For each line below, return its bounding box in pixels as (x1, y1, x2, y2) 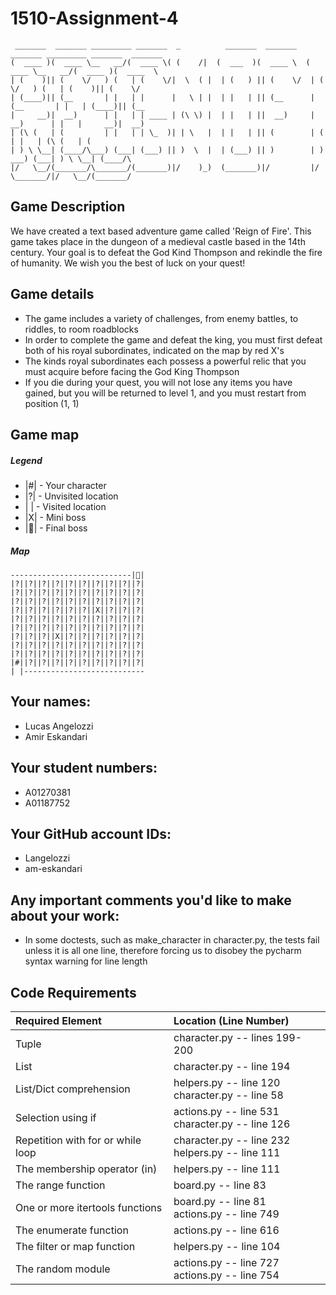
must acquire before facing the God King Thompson (24, 365, 240, 377)
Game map (10, 426, 80, 443)
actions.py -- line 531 (173, 1104, 280, 1118)
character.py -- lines (173, 1030, 274, 1044)
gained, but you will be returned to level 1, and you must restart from (24, 387, 307, 399)
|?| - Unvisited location (24, 490, 119, 502)
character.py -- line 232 (173, 1133, 291, 1147)
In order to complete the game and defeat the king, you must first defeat (24, 333, 323, 346)
